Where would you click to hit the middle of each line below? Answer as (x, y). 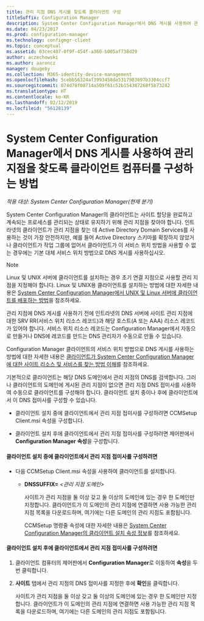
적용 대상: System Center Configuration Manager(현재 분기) (80, 202)
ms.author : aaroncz (31, 63)
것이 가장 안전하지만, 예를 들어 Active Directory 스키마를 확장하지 (100, 238)
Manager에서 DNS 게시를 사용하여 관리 (100, 153)
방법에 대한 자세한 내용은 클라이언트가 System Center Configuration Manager (100, 357)
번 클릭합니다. (32, 570)
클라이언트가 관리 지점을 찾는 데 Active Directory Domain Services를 (105, 230)
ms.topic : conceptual (34, 46)
